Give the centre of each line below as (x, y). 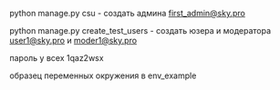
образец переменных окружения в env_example (103, 75)
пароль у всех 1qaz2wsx (57, 58)
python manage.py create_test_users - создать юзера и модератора (140, 30)
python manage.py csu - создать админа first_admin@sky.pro (128, 13)
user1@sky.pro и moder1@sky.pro (73, 40)
